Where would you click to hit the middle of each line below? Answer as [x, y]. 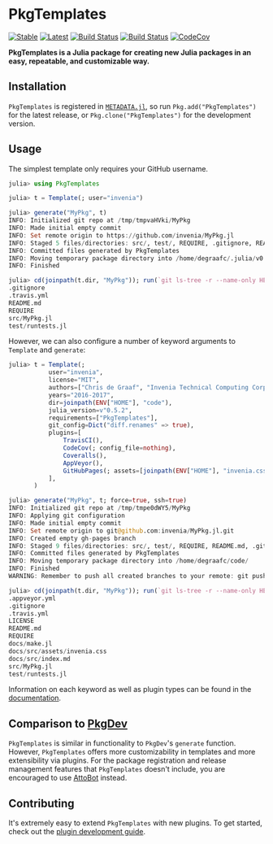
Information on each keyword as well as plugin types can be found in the [130, 690]
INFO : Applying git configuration [67, 516]
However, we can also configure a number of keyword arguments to [122, 342]
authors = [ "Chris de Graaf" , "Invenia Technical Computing [149, 388]
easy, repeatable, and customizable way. [79, 61]
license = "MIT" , [74, 380]
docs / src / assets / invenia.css [58, 651]
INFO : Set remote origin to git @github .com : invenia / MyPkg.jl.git [121, 531]
